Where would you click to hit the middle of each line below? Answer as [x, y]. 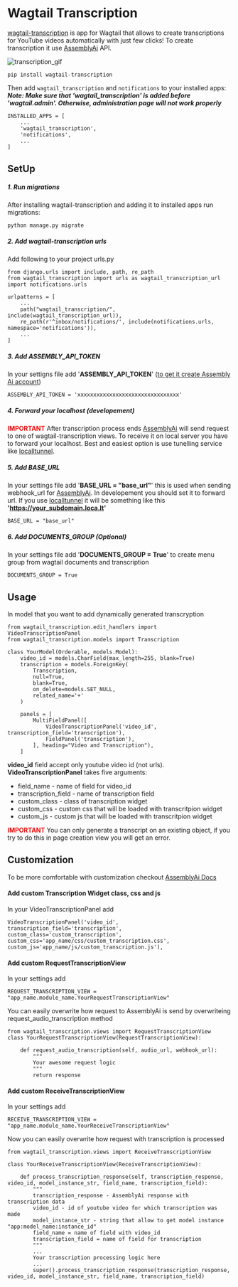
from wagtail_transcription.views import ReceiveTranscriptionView [109, 1152]
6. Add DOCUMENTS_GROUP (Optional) [67, 536]
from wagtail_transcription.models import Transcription [93, 639]
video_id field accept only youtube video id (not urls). [86, 764]
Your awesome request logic [74, 1063]
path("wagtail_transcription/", [68, 310]
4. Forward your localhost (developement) [71, 410]
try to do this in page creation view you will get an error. [89, 838]
